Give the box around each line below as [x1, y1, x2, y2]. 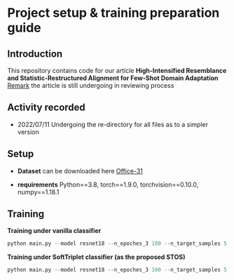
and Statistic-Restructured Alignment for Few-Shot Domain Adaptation [7, 74, 219, 82]
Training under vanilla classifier [7, 227, 102, 235]
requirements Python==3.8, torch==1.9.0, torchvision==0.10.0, [17, 180, 199, 189]
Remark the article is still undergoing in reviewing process [7, 81, 174, 89]
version [17, 128, 40, 136]
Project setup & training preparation [7, 5, 220, 21]
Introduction [7, 48, 63, 60]
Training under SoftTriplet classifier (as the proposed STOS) [7, 253, 186, 261]
